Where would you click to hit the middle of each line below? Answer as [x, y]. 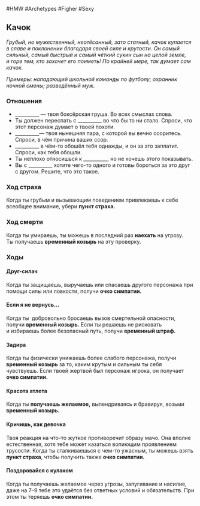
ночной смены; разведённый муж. [51, 85]
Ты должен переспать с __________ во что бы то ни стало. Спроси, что [104, 121]
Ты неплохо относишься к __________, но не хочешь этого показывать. [104, 159]
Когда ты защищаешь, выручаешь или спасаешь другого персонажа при [100, 285]
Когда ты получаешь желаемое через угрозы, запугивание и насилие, [96, 484]
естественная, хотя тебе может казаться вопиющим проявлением [92, 444]
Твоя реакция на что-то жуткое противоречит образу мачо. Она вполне [99, 438]
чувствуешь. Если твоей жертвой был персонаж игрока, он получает [95, 371]
